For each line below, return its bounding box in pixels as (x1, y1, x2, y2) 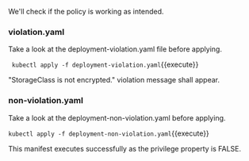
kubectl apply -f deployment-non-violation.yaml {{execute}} (8, 128, 210, 138)
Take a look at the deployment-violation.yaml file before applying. (8, 44, 222, 54)
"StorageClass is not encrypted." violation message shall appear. (8, 75, 220, 85)
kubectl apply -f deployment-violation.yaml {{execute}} (11, 59, 199, 70)
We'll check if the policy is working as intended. (8, 7, 164, 16)
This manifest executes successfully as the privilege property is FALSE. (8, 144, 242, 153)
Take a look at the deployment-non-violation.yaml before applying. (8, 113, 226, 122)
